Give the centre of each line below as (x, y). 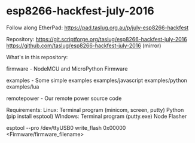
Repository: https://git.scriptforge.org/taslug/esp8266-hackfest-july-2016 (97, 39)
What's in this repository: (37, 57)
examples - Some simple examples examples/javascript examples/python (97, 80)
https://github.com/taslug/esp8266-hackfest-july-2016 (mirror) (84, 45)
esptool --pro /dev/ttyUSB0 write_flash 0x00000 (66, 127)
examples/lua (23, 86)
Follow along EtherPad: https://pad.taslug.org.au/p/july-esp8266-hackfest (97, 28)
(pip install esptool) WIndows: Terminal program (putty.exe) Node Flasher (97, 116)
